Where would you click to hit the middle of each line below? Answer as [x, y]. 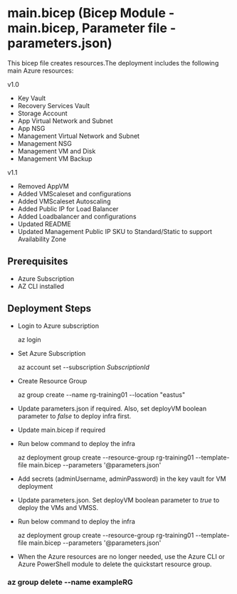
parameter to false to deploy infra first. [74, 416]
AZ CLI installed [41, 286]
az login [29, 339]
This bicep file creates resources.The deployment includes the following [113, 63]
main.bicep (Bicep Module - [91, 13]
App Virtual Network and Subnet [65, 121]
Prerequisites [38, 261]
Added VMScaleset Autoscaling [64, 201]
